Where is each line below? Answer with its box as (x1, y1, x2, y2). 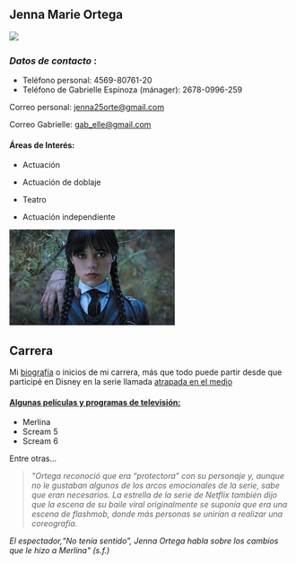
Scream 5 (22, 426, 58, 438)
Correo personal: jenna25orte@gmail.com (9, 102, 164, 113)
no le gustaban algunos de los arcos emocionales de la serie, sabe (30, 480, 280, 491)
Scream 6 (22, 436, 58, 447)
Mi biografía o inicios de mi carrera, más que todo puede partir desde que (9, 367, 283, 377)
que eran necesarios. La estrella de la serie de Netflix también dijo (30, 490, 278, 500)
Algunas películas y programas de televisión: (9, 396, 181, 407)
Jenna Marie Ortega (9, 7, 124, 22)
